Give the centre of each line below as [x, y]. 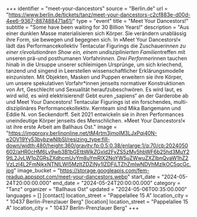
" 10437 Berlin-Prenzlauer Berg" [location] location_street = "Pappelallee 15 [97, 201]
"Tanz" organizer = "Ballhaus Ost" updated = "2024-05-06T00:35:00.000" [97, 189]
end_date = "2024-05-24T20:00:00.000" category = [116, 183]
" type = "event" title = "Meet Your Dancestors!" [130, 21]
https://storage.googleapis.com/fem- [104, 170]
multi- [181, 102]
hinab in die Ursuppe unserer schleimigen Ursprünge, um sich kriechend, [94, 65]
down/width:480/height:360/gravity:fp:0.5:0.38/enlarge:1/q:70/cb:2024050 [97, 145]
